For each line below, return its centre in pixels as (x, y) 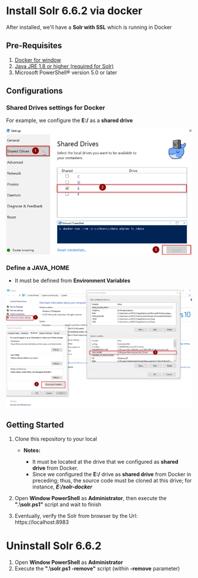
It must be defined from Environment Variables (72, 280)
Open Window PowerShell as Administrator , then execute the (90, 498)
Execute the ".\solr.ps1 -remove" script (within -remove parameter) (97, 568)
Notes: (32, 450)
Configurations (34, 91)
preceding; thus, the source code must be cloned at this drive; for (112, 481)
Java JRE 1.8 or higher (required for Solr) (64, 66)
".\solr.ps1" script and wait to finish (58, 504)
